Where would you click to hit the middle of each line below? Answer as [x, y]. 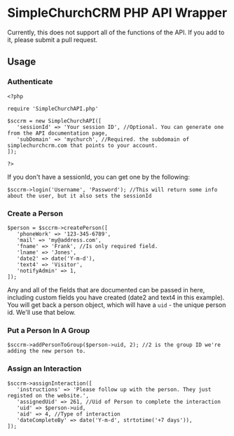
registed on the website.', [48, 395]
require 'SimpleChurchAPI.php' [53, 109]
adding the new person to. [47, 351]
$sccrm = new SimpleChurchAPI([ [54, 121]
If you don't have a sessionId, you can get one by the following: [99, 177]
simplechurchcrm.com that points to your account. [83, 145]
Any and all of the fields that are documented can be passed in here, [106, 289]
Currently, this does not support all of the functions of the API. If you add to [116, 32]
